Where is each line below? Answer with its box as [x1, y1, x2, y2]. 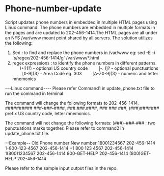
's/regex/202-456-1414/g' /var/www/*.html [12, 55, 100, 60]
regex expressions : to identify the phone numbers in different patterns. [12, 60, 157, 66]
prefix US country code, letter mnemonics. [5, 110, 91, 116]
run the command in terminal [5, 90, 64, 96]
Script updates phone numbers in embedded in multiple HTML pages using [5, 19, 157, 25]
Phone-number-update [5, 3, 102, 14]
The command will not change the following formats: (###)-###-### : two [5, 120, 156, 126]
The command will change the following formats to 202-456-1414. [5, 100, 139, 106]
